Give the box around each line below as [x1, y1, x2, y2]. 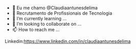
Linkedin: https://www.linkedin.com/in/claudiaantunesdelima [5, 38, 131, 44]
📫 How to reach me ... [12, 27, 60, 32]
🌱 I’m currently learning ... [12, 16, 67, 21]
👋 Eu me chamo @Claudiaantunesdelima [12, 5, 98, 11]
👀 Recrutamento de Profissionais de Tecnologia [12, 10, 112, 16]
